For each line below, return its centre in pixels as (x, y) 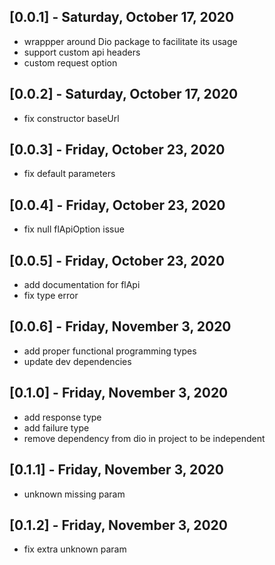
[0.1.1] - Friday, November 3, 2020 (116, 470)
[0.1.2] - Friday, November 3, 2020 (118, 525)
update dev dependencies (77, 361)
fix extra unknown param (75, 549)
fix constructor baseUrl (71, 118)
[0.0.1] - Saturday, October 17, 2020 (122, 17)
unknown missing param (74, 494)
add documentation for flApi (82, 285)
